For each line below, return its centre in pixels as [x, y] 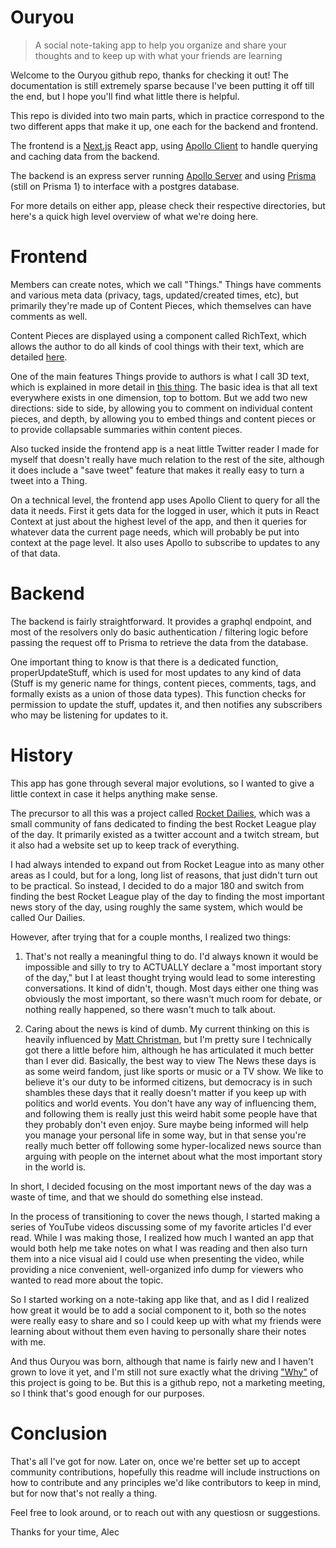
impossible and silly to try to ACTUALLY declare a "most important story [173, 967]
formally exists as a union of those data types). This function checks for [158, 693]
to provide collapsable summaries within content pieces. [126, 429]
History [42, 755]
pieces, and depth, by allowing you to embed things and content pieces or [163, 418]
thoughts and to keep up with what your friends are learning [158, 55]
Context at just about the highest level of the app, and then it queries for [159, 521]
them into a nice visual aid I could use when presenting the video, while [157, 1258]
